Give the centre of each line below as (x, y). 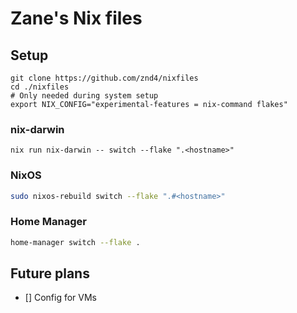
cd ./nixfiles (40, 87)
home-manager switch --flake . (75, 242)
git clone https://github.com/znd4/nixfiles (104, 78)
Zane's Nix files (76, 18)
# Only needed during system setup (84, 96)
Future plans (50, 273)
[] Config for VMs (61, 298)
